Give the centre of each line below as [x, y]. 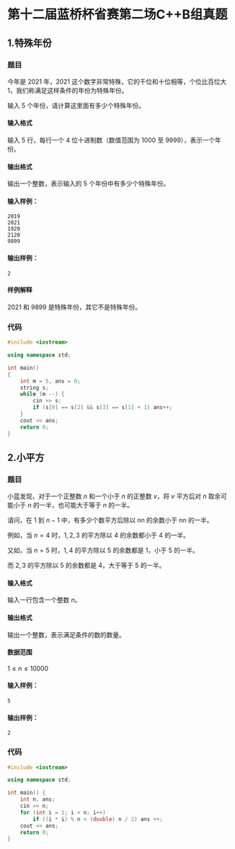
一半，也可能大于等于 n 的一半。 [86, 505]
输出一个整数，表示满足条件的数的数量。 [66, 634]
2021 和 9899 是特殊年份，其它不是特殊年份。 [74, 307]
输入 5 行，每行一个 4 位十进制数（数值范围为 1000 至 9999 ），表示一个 [111, 140]
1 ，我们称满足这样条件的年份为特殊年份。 [68, 90]
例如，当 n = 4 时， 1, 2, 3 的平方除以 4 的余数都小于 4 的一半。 [98, 535]
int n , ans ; [38, 799]
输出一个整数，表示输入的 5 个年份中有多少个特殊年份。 [88, 184]
